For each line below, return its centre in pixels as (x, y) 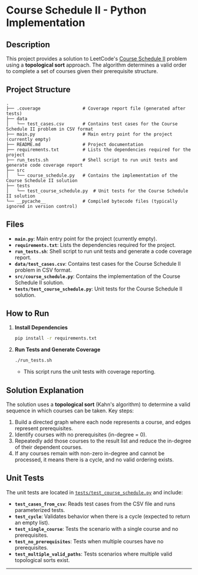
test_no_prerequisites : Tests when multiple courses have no (89, 541)
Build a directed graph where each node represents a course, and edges (103, 422)
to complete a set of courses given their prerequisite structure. (82, 71)
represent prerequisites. (44, 428)
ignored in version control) (42, 206)
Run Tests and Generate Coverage (57, 350)
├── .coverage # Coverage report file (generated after (96, 108)
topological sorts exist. (42, 560)
